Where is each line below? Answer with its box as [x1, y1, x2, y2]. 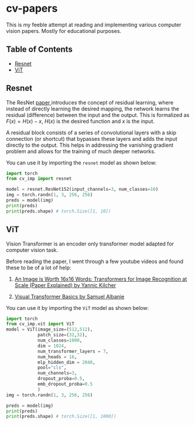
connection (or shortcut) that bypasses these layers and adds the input [6, 135, 177, 142]
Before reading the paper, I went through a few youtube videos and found [6, 258, 183, 265]
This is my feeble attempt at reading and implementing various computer [6, 21, 182, 28]
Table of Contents [6, 45, 73, 55]
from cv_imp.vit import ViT [6, 321, 75, 327]
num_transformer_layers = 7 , [37, 348, 109, 354]
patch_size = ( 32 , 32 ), [37, 332, 88, 338]
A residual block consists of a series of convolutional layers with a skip [6, 129, 177, 136]
